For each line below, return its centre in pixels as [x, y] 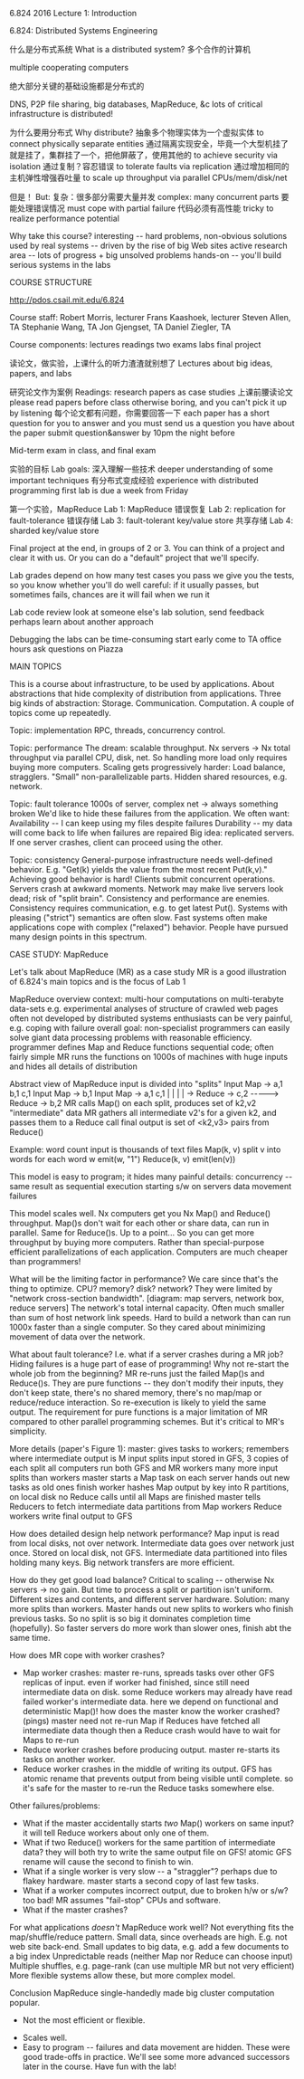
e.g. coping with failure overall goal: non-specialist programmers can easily [150, 1028]
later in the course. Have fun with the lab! [99, 2066]
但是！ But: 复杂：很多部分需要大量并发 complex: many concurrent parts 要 [149, 197]
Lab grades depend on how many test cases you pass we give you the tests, [152, 575]
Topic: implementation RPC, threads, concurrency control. [118, 730]
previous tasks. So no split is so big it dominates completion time [130, 1618]
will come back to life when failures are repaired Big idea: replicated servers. [152, 833]
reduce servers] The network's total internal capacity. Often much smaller [147, 1308]
